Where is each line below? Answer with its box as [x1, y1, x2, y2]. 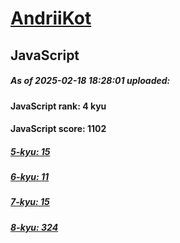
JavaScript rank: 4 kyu [10, 100, 107, 112]
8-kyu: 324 [10, 221, 59, 233]
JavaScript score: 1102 [10, 123, 107, 135]
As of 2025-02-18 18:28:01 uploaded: [10, 75, 171, 87]
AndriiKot [10, 7, 92, 30]
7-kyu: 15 [10, 196, 50, 208]
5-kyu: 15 [10, 145, 51, 157]
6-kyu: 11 [10, 171, 50, 183]
